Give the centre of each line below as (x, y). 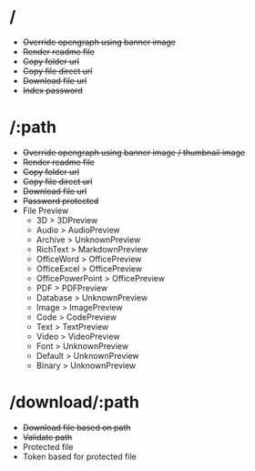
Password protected (61, 200)
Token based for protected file (79, 456)
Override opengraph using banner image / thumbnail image (134, 152)
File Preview (46, 210)
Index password (53, 90)
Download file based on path (76, 427)
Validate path (47, 437)
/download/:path (74, 402)
